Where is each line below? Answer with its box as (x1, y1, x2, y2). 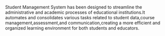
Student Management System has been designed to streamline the (5, 4, 143, 10)
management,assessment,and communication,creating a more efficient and (5, 20, 161, 26)
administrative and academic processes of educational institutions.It (5, 9, 146, 15)
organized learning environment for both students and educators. (5, 25, 140, 31)
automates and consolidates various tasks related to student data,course (5, 15, 155, 20)
